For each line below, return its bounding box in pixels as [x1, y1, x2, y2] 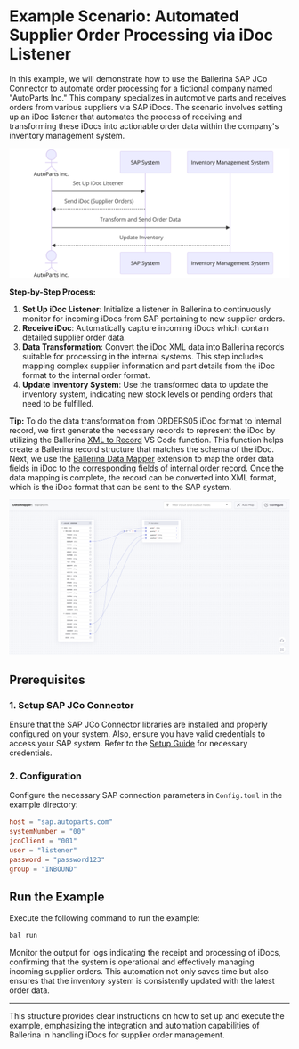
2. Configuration [9, 770, 82, 782]
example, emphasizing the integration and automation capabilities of [9, 1021, 260, 1031]
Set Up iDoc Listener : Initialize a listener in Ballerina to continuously [21, 304, 271, 315]
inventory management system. [9, 130, 125, 141]
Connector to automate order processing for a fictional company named [9, 83, 273, 93]
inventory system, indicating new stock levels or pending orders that [21, 389, 273, 399]
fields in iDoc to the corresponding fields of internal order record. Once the [9, 463, 285, 473]
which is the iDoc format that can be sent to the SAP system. [9, 482, 232, 493]
